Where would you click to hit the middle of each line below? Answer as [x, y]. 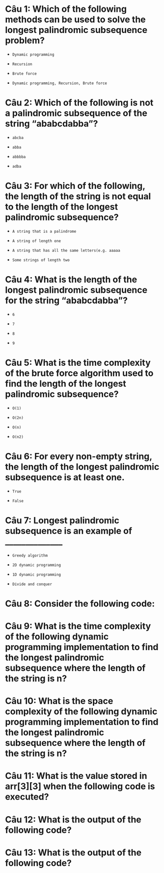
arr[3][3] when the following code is [80, 786]
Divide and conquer [32, 584]
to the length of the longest [62, 207]
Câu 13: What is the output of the [73, 853]
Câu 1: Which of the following [66, 9]
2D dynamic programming [37, 565]
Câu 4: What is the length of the [71, 279]
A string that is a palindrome [44, 231]
